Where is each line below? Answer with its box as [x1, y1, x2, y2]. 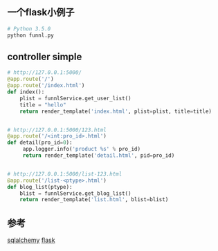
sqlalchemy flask [7, 236, 55, 244]
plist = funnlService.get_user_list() [19, 95, 131, 102]
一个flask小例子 [7, 6, 75, 19]
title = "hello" [19, 101, 67, 109]
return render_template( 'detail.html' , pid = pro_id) [22, 152, 175, 159]
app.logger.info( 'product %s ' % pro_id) [22, 146, 140, 153]
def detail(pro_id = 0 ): [7, 139, 73, 147]
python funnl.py [7, 32, 54, 39]
